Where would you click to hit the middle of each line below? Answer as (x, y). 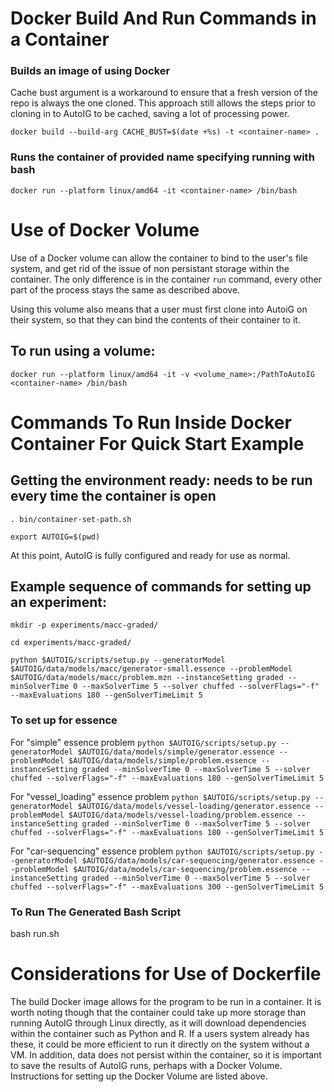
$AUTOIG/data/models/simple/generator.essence (176, 752)
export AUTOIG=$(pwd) (55, 537)
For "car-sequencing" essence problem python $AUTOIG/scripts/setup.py (162, 851)
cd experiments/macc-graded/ (71, 643)
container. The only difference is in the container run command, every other (166, 279)
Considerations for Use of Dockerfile (166, 974)
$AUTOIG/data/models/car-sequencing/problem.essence (185, 869)
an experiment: (59, 602)
